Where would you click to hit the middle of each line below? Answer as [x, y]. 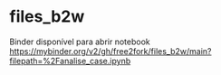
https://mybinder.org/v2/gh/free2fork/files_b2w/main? [110, 51]
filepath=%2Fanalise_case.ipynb [70, 61]
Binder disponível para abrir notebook [80, 42]
